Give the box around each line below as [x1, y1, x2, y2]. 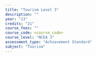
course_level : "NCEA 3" [5, 35, 55, 40]
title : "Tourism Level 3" [5, 7, 59, 12]
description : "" [5, 12, 39, 17]
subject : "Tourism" [5, 44, 46, 49]
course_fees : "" [5, 26, 39, 31]
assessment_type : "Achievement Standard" [5, 40, 93, 45]
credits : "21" [5, 21, 35, 26]
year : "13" [5, 16, 28, 21]
